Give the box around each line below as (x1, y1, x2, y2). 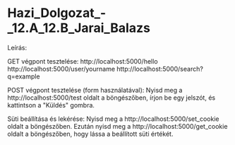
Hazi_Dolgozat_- (7, 5, 107, 21)
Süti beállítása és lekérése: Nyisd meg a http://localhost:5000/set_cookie (7, 115, 219, 123)
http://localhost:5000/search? (116, 64, 203, 73)
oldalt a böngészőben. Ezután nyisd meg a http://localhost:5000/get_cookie (7, 122, 228, 130)
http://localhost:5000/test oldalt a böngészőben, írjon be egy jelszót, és (7, 93, 216, 102)
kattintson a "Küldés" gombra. (7, 100, 95, 109)
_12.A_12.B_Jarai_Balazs (7, 20, 150, 36)
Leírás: (7, 43, 28, 52)
